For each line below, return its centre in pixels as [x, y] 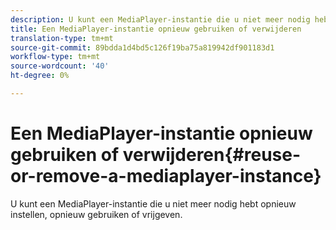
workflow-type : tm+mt [55, 57]
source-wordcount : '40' [60, 66]
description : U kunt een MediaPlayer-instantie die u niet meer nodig [160, 19]
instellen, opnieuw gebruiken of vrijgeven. [96, 214]
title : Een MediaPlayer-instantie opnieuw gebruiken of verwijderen [156, 29]
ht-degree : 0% [40, 76]
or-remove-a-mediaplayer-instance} [166, 176]
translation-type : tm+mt [62, 38]
